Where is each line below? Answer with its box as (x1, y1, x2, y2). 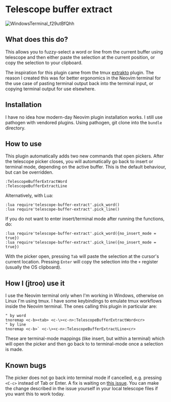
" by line (5, 322, 27, 327)
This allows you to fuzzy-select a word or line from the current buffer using (5, 48, 163, 55)
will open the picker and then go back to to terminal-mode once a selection (5, 341, 163, 347)
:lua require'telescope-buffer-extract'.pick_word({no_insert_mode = (5, 231, 157, 236)
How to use (5, 139, 42, 148)
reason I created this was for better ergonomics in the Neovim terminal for (5, 75, 161, 81)
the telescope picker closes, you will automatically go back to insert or (5, 158, 154, 165)
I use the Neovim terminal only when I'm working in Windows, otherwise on (5, 292, 164, 299)
